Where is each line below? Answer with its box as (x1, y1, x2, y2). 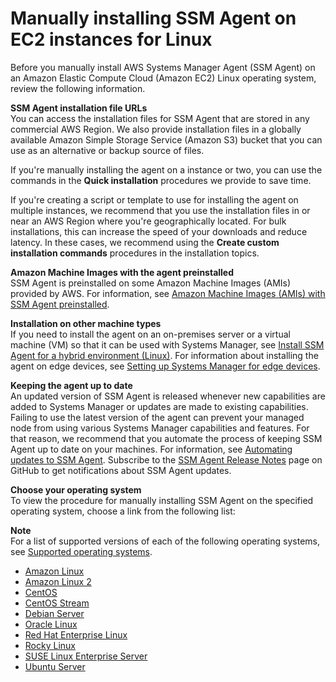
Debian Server (24, 607, 85, 619)
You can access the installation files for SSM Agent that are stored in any (10, 112, 310, 124)
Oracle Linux (24, 618, 78, 630)
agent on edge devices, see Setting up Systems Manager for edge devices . (10, 360, 321, 372)
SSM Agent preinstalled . (10, 298, 110, 310)
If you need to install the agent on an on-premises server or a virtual (10, 328, 291, 340)
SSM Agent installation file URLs (10, 102, 148, 114)
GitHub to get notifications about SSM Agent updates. (10, 464, 232, 476)
